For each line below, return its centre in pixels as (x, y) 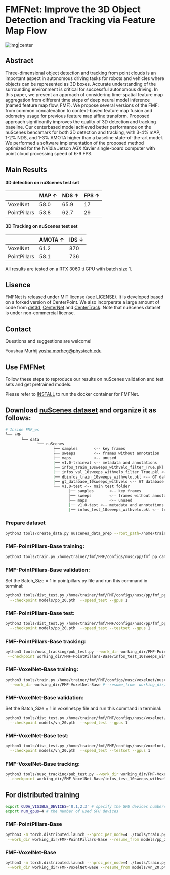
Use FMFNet (25, 367)
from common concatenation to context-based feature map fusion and (79, 110)
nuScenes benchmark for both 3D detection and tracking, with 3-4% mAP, (83, 132)
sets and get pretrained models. (38, 384)
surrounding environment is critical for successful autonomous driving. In (82, 89)
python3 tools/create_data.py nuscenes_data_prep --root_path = (73, 533)
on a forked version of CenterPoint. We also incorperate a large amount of (82, 302)
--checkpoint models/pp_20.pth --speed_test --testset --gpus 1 (80, 628)
